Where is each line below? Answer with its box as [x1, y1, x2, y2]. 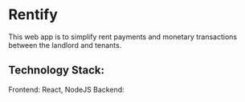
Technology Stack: [8, 64, 105, 77]
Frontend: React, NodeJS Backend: [8, 84, 125, 94]
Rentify [8, 6, 58, 24]
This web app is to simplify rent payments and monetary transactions [8, 32, 238, 41]
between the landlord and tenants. [8, 40, 122, 49]
